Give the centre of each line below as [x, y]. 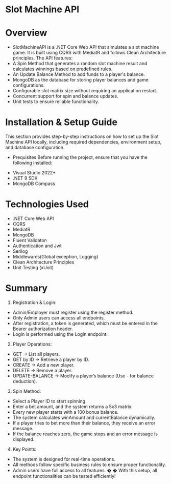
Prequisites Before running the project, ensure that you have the [80, 157]
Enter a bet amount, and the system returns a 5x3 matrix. [72, 407]
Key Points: [25, 449]
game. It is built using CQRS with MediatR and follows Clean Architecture [89, 53]
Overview [26, 33]
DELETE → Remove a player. [42, 370]
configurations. [29, 85]
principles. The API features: [43, 58]
